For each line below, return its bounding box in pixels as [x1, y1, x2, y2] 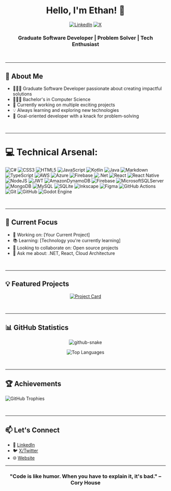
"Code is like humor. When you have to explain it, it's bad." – [10, 473, 161, 480]
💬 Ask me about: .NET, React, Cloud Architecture [12, 250, 116, 256]
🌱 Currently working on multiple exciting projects [12, 102, 116, 108]
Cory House [70, 479, 101, 486]
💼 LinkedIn [12, 442, 35, 448]
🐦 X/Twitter [12, 448, 38, 454]
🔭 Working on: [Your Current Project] [12, 231, 90, 238]
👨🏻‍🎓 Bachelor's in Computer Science [12, 97, 91, 103]
